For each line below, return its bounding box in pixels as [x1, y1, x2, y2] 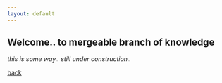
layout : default [7, 10, 55, 18]
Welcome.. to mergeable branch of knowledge [7, 37, 215, 49]
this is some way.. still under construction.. [7, 55, 132, 63]
